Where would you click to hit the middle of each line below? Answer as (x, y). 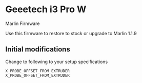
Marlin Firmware (23, 23)
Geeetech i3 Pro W (46, 9)
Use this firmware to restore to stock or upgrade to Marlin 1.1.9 (71, 33)
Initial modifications (38, 49)
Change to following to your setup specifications (57, 62)
